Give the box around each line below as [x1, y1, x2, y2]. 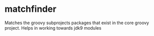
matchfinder [4, 3, 57, 15]
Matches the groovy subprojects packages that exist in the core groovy [4, 20, 150, 26]
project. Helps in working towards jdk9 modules [4, 25, 102, 31]
